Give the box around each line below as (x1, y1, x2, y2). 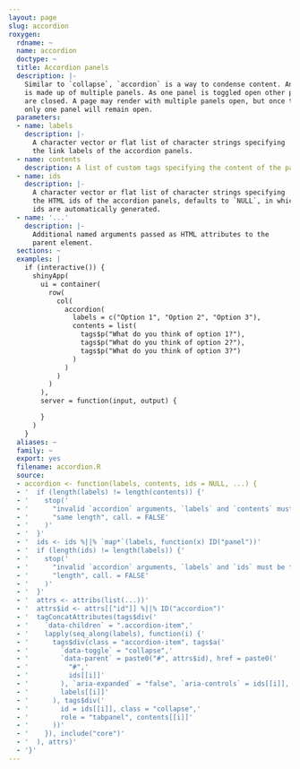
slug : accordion (8, 22, 69, 30)
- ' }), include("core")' (16, 730, 125, 739)
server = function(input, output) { (40, 396, 177, 406)
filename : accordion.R (16, 462, 101, 471)
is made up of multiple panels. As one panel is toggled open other (24, 88, 286, 97)
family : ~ (16, 445, 53, 455)
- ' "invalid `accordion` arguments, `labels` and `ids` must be (16, 562, 286, 572)
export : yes (16, 454, 62, 463)
